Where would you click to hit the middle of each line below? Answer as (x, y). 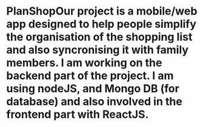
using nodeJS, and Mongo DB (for (93, 89)
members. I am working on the (84, 63)
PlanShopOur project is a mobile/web (102, 11)
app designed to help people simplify (101, 24)
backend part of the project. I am (90, 76)
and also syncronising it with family (98, 50)
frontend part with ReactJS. (78, 115)
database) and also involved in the (95, 102)
